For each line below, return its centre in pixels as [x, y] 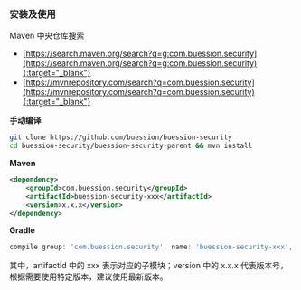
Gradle [23, 230]
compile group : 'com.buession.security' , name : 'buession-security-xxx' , [151, 247]
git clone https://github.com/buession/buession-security [121, 137]
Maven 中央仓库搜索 [47, 36]
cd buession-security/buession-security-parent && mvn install [131, 146]
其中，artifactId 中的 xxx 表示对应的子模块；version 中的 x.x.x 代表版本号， [149, 266]
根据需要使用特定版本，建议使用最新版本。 [89, 276]
